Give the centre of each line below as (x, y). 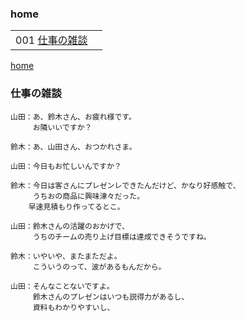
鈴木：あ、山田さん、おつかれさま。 (73, 147)
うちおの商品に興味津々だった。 (88, 196)
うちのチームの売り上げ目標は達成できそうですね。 (122, 237)
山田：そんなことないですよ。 (62, 286)
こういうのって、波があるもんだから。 (99, 267)
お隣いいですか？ (62, 127)
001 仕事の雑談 (51, 40)
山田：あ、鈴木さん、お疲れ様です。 (73, 117)
